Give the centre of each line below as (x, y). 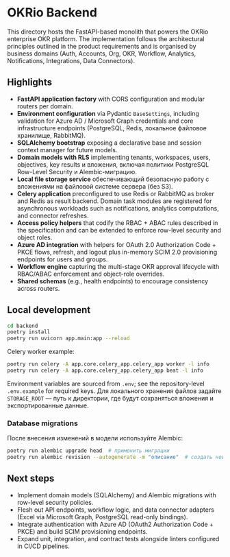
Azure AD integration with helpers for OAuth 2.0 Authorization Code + (117, 244)
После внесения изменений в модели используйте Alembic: (95, 438)
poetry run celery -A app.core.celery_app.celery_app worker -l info (108, 364)
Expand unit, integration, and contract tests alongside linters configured (118, 538)
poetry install (29, 332)
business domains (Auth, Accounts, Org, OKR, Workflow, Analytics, (102, 54)
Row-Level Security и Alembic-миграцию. (77, 171)
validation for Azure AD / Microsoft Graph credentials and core (105, 121)
